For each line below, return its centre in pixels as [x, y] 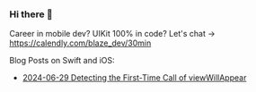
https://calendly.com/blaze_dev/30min [80, 43]
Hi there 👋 [31, 14]
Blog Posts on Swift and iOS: [62, 61]
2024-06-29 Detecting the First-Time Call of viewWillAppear [134, 78]
